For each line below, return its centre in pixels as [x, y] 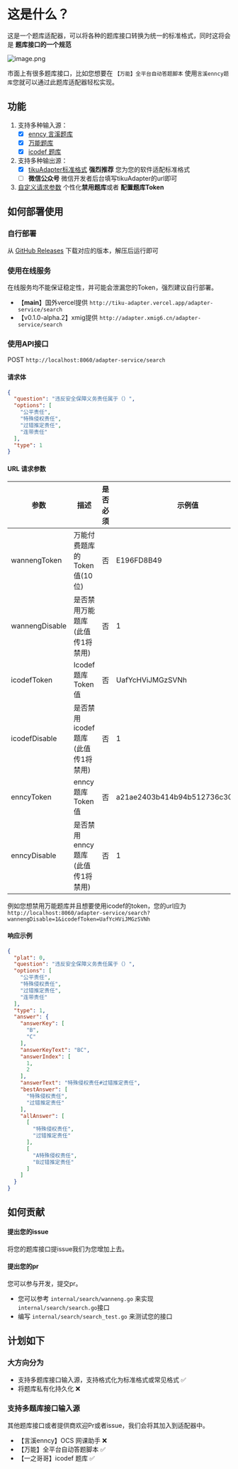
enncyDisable [34, 855]
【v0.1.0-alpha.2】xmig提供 [58, 318]
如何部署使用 [35, 212]
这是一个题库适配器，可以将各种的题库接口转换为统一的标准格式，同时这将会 [119, 35]
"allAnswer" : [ [42, 1116]
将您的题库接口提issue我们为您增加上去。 [68, 1248]
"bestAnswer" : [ [44, 1090]
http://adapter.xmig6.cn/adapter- [150, 318]
